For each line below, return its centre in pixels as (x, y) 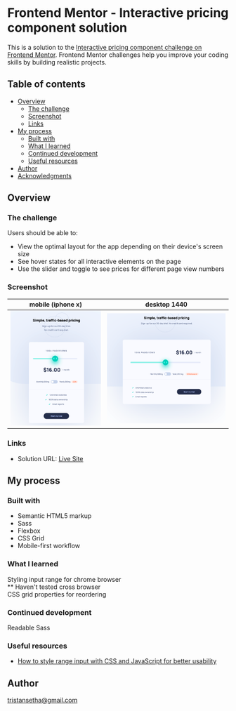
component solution (67, 28)
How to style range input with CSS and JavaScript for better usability (117, 661)
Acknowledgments (45, 175)
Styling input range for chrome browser (64, 579)
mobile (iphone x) (55, 305)
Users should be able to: (43, 233)
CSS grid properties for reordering (57, 594)
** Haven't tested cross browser (54, 587)
